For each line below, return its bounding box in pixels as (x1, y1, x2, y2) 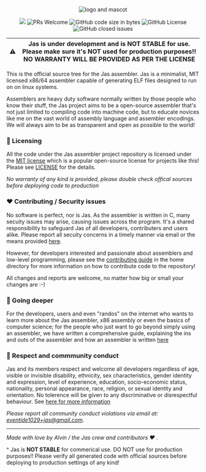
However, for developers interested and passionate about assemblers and (6, 249, 193, 257)
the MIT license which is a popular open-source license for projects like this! (6, 157, 199, 164)
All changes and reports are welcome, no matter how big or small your (6, 274, 184, 282)
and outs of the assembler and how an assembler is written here (6, 336, 169, 343)
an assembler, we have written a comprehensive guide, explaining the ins (6, 329, 191, 337)
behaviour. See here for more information (6, 398, 111, 405)
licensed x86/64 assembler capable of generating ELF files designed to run (6, 77, 197, 84)
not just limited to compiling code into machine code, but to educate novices (6, 108, 199, 115)
